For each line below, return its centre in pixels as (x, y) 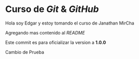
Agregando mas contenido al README (45, 32)
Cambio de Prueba (25, 52)
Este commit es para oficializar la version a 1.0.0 (56, 42)
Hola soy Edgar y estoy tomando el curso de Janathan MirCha (70, 23)
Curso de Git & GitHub (52, 9)
